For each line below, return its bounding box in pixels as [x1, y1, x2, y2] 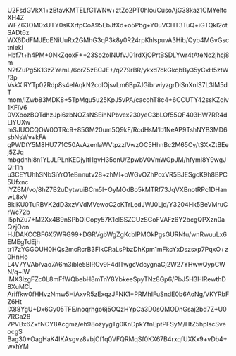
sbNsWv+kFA [7, 133, 47, 141]
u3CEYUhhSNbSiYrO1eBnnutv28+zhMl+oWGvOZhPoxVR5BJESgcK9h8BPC [7, 170, 228, 179]
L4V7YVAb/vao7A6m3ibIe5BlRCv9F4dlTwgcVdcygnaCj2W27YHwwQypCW [7, 260, 225, 268]
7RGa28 [7, 312, 31, 321]
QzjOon [7, 223, 30, 231]
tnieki [7, 44, 23, 51]
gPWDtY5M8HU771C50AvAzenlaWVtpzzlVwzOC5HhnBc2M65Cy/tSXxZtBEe [7, 141, 229, 148]
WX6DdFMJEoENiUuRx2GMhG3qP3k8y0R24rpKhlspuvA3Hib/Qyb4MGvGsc [7, 36, 230, 44]
